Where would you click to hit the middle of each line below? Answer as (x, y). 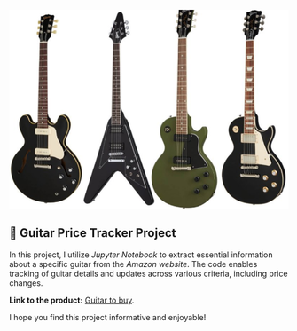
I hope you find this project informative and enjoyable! (108, 317)
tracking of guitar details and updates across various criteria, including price (148, 273)
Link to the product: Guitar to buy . (72, 300)
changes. (26, 283)
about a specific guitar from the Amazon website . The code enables (133, 264)
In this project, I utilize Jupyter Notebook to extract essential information (141, 255)
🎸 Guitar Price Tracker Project (93, 233)
